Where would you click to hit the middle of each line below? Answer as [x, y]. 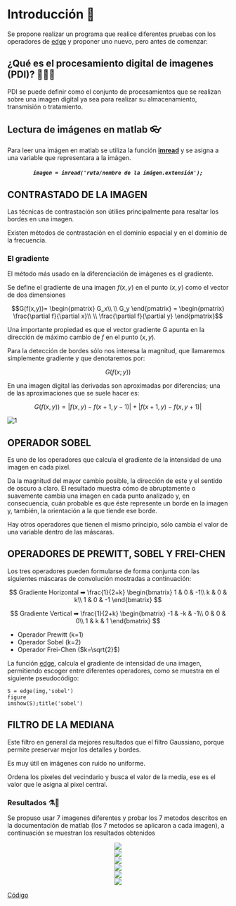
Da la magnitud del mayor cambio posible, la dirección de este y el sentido [115, 481]
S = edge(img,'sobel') [40, 691]
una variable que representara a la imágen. [69, 157]
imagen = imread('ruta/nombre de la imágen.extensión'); [118, 173]
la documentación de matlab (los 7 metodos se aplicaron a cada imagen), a [116, 825]
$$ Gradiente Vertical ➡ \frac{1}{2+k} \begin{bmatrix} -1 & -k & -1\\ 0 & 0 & [118, 613]
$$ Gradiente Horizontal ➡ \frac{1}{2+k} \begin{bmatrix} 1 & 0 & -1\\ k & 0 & [118, 592]
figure [17, 697]
